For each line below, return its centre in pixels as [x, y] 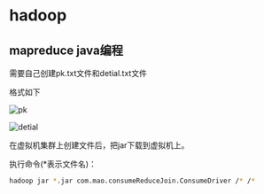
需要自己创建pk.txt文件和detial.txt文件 [78, 73]
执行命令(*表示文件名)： [53, 164]
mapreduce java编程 [66, 50]
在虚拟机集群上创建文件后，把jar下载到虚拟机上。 [99, 145]
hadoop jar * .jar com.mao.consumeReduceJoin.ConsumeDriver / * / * [132, 181]
